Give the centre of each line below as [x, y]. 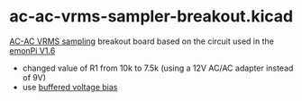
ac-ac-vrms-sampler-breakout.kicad [151, 17]
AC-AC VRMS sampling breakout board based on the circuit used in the [142, 41]
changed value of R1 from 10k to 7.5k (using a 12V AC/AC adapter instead [158, 68]
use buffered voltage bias [70, 87]
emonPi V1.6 [32, 50]
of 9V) [34, 77]
